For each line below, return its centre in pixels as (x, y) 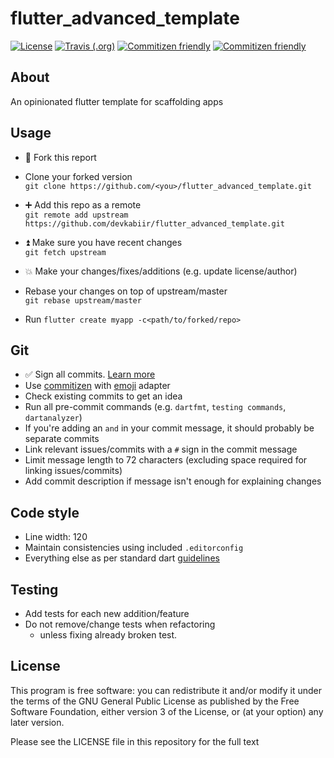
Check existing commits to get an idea (103, 396)
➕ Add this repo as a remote (83, 204)
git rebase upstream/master (83, 300)
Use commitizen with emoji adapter (97, 386)
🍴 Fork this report (60, 157)
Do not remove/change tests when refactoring (120, 624)
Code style (45, 512)
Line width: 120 (56, 537)
